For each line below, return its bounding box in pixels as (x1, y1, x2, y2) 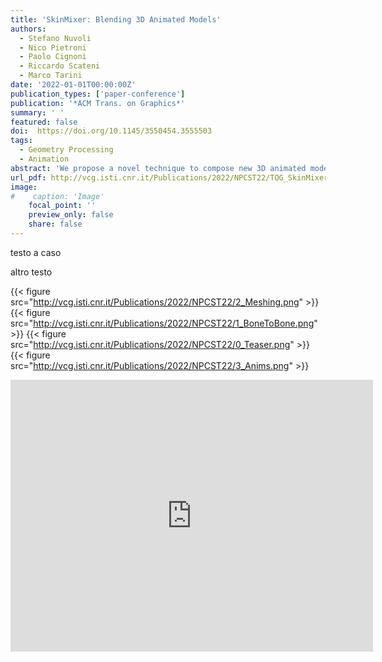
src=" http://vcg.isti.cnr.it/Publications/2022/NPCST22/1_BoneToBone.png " (10, 317, 318, 329)
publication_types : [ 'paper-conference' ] (10, 89, 186, 99)
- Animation (19, 154, 70, 164)
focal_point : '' (28, 201, 97, 211)
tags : (10, 136, 33, 146)
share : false (28, 219, 83, 230)
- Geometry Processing (19, 145, 114, 155)
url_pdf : (10, 172, 47, 183)
